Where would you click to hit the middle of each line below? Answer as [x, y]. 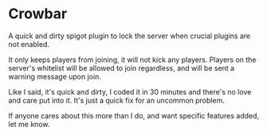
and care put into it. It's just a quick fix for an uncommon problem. [116, 100]
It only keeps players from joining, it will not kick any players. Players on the [132, 60]
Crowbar [38, 14]
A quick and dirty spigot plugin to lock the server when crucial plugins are [130, 36]
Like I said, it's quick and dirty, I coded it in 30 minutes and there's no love [130, 91]
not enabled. [29, 44]
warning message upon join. [55, 76]
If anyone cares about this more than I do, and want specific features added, [134, 115]
